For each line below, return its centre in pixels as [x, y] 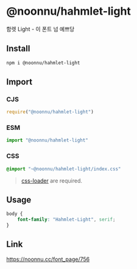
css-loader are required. [51, 180]
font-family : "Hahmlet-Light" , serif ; [66, 220]
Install [18, 49]
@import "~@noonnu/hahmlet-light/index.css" [64, 169]
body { [15, 214]
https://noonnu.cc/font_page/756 [48, 259]
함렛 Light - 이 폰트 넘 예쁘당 [40, 29]
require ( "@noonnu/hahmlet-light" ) [50, 112]
